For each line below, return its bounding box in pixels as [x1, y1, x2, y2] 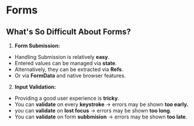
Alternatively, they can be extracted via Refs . [14, 66, 124, 73]
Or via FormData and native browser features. [14, 72, 126, 79]
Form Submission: [14, 42, 60, 49]
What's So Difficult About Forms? [6, 27, 131, 37]
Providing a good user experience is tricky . [14, 94, 120, 101]
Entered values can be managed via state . [14, 60, 117, 66]
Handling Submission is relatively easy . [14, 54, 110, 60]
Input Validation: [14, 83, 56, 90]
